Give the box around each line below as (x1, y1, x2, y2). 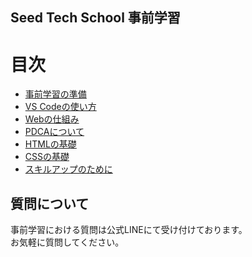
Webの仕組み (24, 113, 80, 125)
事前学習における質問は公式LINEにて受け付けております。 (10, 224, 248, 236)
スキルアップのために (24, 163, 113, 175)
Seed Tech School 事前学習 (10, 9, 181, 27)
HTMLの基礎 (24, 138, 77, 150)
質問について (10, 195, 90, 212)
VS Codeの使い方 (24, 101, 97, 113)
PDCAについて (24, 126, 85, 138)
